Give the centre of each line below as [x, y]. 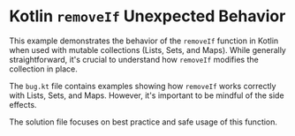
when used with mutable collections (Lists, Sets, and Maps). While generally [148, 49]
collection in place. [43, 69]
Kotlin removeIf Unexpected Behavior [147, 16]
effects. [23, 104]
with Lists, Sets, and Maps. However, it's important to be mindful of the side [147, 95]
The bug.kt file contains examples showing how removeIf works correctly [143, 86]
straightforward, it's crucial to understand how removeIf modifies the [134, 59]
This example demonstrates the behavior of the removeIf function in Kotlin [144, 41]
